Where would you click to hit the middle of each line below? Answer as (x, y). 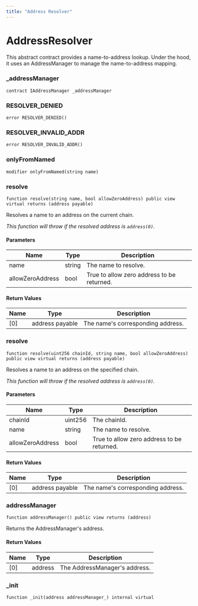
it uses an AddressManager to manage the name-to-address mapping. (92, 63)
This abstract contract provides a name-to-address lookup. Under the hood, (98, 57)
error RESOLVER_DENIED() (37, 118)
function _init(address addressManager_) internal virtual (80, 597)
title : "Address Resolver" (39, 11)
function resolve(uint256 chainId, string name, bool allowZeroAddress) (97, 353)
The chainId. (110, 420)
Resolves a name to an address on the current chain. (70, 215)
